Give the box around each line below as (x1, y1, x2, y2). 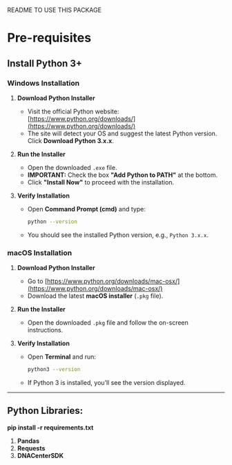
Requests (17, 444, 46, 452)
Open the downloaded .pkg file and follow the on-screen (27, 319, 188, 327)
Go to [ (27, 277, 48, 285)
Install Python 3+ (7, 57, 83, 69)
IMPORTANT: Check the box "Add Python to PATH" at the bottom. (27, 171, 218, 179)
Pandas (17, 437, 40, 445)
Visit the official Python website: (27, 107, 119, 115)
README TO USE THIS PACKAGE (7, 6, 102, 14)
